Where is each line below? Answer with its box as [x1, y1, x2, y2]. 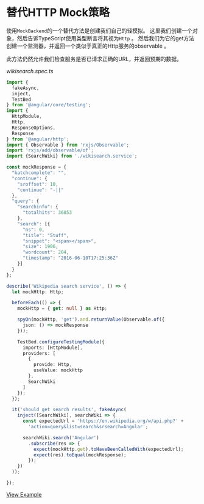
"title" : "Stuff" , [22, 232, 69, 238]
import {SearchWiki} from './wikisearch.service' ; [6, 153, 138, 159]
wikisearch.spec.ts [6, 67, 54, 75]
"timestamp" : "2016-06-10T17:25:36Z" [22, 255, 119, 261]
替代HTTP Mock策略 [6, 5, 110, 20]
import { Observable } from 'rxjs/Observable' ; [6, 142, 130, 148]
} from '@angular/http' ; [6, 136, 69, 142]
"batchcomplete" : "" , [12, 170, 67, 176]
